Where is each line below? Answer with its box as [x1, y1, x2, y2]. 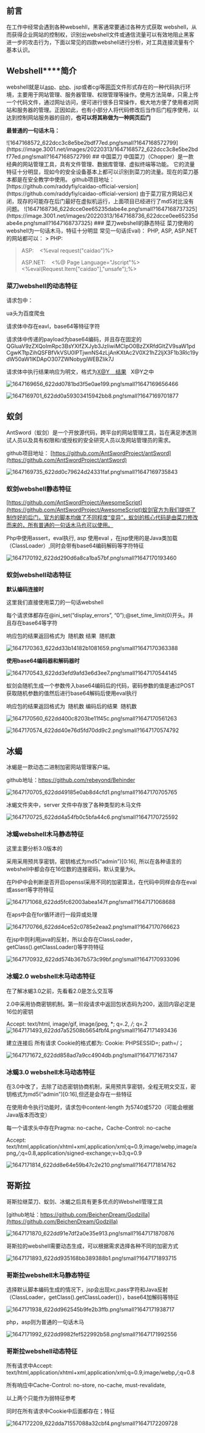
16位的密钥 [6, 1008, 34, 1015]
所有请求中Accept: [6, 1362, 53, 1369]
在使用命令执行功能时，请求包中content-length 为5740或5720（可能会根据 [6, 1103, 194, 1111]
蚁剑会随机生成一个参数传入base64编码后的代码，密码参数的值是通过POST [6, 682, 195, 689]
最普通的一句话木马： [6, 127, 60, 134]
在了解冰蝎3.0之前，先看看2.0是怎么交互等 [6, 987, 113, 994]
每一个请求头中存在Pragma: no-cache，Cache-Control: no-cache [6, 1124, 171, 1131]
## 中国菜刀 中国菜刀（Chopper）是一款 [92, 152, 194, 160]
